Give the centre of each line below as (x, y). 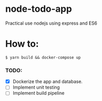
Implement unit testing (36, 87)
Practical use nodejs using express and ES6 (51, 23)
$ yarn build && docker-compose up (43, 57)
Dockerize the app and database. (47, 82)
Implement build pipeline (39, 93)
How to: (22, 44)
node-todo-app (39, 9)
